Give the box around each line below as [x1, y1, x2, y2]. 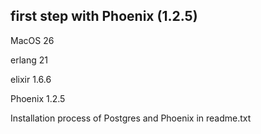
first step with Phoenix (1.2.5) [10, 8, 198, 25]
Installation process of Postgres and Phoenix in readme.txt [10, 112, 252, 124]
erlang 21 [10, 54, 48, 66]
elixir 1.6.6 [10, 73, 52, 85]
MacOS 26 [10, 34, 55, 46]
